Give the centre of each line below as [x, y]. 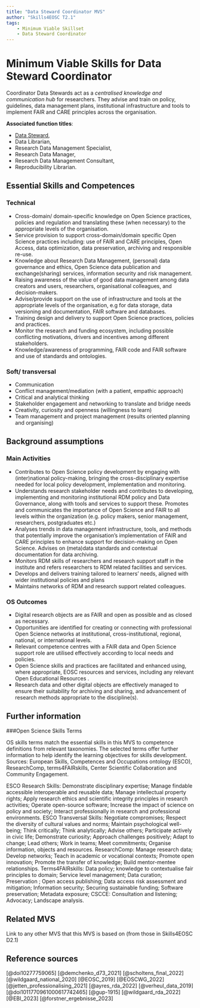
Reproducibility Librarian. [46, 167]
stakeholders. [32, 343]
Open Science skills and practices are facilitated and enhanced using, [101, 666]
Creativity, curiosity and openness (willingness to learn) [83, 410]
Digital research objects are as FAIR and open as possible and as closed [103, 615]
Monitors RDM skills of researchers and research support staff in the [99, 561]
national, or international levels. [53, 640]
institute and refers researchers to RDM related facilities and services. [101, 567]
